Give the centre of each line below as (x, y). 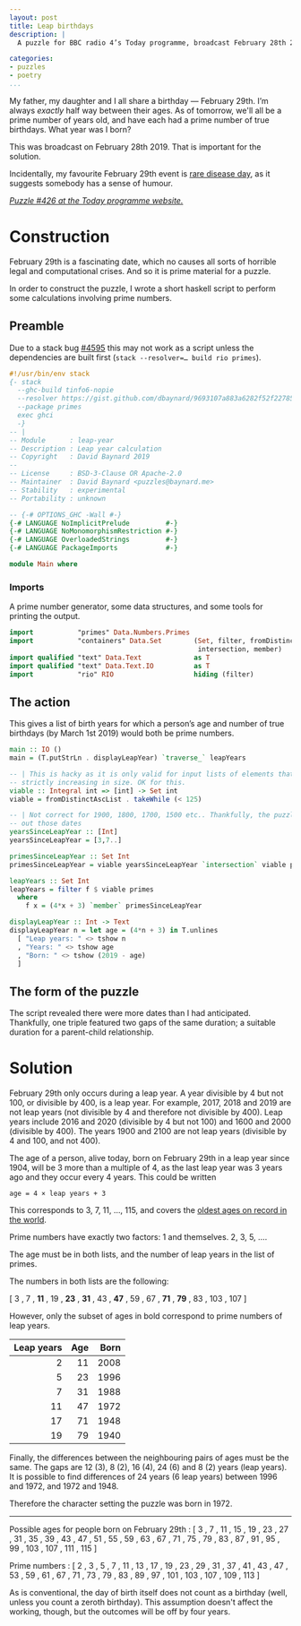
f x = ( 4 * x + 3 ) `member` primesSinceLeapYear (114, 906)
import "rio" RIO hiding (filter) (132, 674)
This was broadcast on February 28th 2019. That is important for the (135, 146)
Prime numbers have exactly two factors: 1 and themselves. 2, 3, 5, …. (138, 1237)
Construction (60, 237)
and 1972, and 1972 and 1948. (64, 1486)
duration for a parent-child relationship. (82, 1032)
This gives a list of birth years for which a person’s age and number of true (147, 724)
